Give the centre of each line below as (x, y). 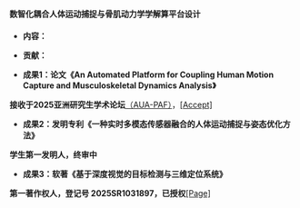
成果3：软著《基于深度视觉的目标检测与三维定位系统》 (125, 173)
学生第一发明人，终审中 (53, 154)
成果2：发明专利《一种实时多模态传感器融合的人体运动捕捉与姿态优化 (153, 124)
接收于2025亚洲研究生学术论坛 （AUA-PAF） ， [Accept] (111, 104)
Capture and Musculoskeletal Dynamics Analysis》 (119, 85)
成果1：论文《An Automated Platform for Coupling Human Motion (148, 74)
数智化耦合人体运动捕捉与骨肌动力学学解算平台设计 (105, 14)
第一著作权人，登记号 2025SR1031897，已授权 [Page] (110, 193)
